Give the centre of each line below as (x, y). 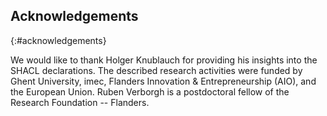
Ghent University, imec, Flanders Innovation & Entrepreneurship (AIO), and (163, 81)
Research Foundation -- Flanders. (80, 102)
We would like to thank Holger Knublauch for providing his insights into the (164, 60)
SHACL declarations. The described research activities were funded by (156, 70)
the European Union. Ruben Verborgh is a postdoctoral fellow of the (150, 91)
